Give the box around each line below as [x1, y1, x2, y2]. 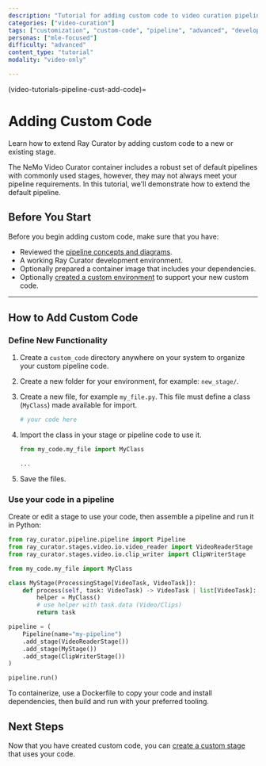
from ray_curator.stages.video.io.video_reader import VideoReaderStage [8, 543, 253, 551]
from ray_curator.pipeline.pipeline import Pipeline [8, 536, 186, 544]
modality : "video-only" [8, 56, 87, 64]
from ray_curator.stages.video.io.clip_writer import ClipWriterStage [8, 550, 246, 558]
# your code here [19, 416, 78, 424]
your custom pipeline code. [19, 362, 109, 371]
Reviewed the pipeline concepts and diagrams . [19, 247, 173, 256]
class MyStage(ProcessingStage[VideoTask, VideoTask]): [8, 579, 196, 587]
